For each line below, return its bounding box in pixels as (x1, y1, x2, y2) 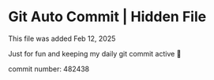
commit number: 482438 (8, 64, 89, 74)
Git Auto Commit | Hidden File (8, 8, 207, 26)
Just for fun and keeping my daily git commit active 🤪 (8, 49, 182, 58)
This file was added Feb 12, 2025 (8, 34, 116, 43)
